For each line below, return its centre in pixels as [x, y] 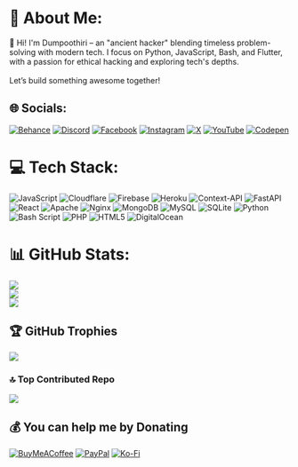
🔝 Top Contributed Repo [62, 379]
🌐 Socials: [38, 109]
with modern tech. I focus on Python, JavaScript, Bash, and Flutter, [160, 51]
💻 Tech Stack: [64, 167]
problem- [254, 43]
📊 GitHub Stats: [70, 254]
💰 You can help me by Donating [99, 427]
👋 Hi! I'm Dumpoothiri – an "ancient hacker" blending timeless [122, 43]
